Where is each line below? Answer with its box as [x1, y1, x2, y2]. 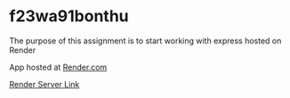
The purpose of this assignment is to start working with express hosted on [9, 35, 282, 46]
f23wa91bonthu [9, 6, 129, 26]
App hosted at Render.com [9, 62, 108, 72]
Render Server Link [9, 79, 80, 89]
